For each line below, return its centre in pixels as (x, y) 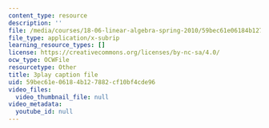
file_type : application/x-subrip (64, 38)
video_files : (30, 89)
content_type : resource (48, 16)
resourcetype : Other (43, 68)
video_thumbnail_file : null (62, 97)
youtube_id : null (44, 112)
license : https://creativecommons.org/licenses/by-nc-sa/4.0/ (114, 52)
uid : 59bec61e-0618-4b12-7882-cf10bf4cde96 (82, 82)
